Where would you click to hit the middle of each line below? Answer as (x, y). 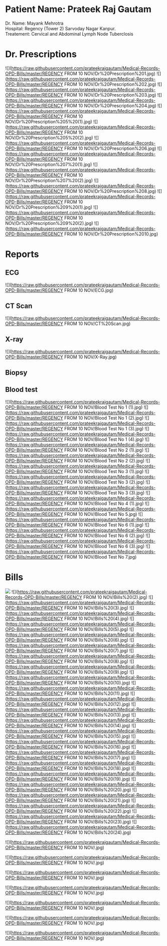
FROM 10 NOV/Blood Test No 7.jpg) (101, 557)
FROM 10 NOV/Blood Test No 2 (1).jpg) (104, 450)
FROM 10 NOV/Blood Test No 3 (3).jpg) (105, 493)
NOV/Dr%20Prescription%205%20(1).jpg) (49, 121)
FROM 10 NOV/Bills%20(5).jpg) (97, 629)
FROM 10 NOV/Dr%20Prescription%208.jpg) (110, 191)
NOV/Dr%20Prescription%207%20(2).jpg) (49, 180)
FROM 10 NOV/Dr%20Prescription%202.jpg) (110, 84)
